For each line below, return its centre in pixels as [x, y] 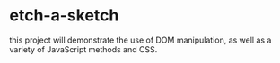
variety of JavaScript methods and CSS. [83, 49]
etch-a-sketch [64, 16]
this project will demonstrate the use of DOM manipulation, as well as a [140, 40]
